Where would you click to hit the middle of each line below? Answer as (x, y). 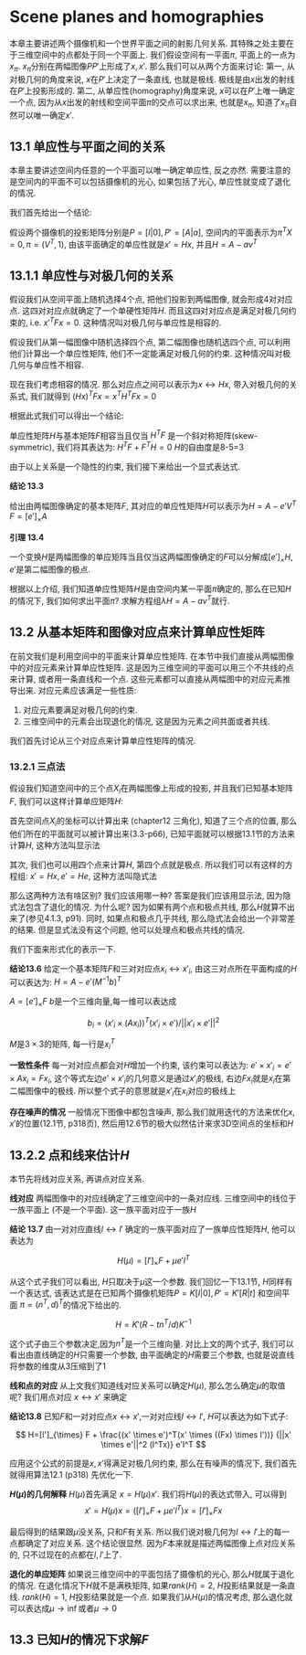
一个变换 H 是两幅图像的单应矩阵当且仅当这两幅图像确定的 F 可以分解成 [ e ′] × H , (152, 557)
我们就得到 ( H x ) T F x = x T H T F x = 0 (93, 395)
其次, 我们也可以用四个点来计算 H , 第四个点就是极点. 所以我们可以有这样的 (148, 865)
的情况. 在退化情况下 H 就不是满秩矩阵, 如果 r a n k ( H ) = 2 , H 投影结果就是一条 (148, 1585)
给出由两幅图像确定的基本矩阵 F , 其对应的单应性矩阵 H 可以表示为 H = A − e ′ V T (153, 505)
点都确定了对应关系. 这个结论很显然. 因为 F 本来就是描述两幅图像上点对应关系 (153, 1543)
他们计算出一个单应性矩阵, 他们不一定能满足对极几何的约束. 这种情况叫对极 (150, 354)
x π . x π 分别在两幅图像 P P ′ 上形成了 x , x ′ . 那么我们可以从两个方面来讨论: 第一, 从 (152, 67)
